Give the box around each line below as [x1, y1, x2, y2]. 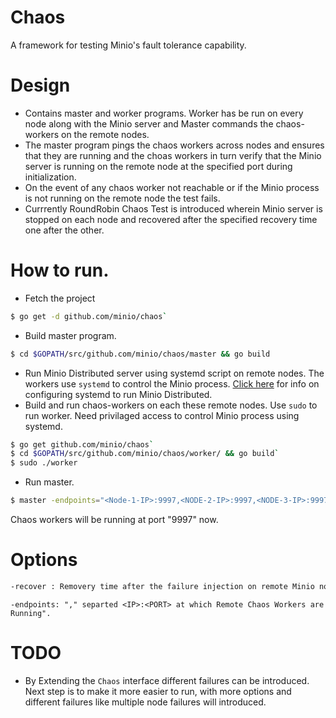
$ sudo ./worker [10, 458, 78, 468]
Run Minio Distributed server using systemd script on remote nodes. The [24, 367, 325, 379]
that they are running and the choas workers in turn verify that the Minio [24, 149, 322, 161]
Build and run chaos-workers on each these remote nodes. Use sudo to [24, 399, 318, 411]
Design [10, 74, 71, 97]
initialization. [24, 171, 77, 183]
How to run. [10, 259, 110, 282]
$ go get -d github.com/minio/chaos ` [10, 311, 168, 321]
